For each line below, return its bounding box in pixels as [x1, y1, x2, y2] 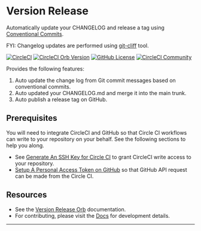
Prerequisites [6, 113, 57, 123]
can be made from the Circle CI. [14, 172, 94, 180]
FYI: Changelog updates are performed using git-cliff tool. [6, 42, 149, 49]
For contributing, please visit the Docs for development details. [14, 212, 170, 219]
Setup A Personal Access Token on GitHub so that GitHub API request [14, 166, 187, 173]
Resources [6, 190, 47, 200]
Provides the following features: [6, 65, 85, 72]
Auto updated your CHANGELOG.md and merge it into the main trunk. [14, 89, 187, 96]
